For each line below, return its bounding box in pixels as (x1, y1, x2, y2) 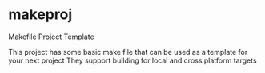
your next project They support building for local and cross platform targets (8, 56, 258, 65)
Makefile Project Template (8, 32, 94, 41)
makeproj (8, 6, 73, 24)
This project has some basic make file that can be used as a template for (8, 47, 248, 56)
